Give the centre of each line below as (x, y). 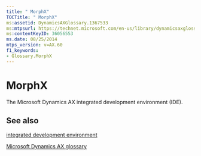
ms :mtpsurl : (21, 28)
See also (22, 121)
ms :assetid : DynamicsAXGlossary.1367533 (57, 23)
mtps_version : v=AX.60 (34, 45)
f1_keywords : (22, 51)
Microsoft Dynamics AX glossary (47, 146)
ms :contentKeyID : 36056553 (40, 34)
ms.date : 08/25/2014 (32, 39)
